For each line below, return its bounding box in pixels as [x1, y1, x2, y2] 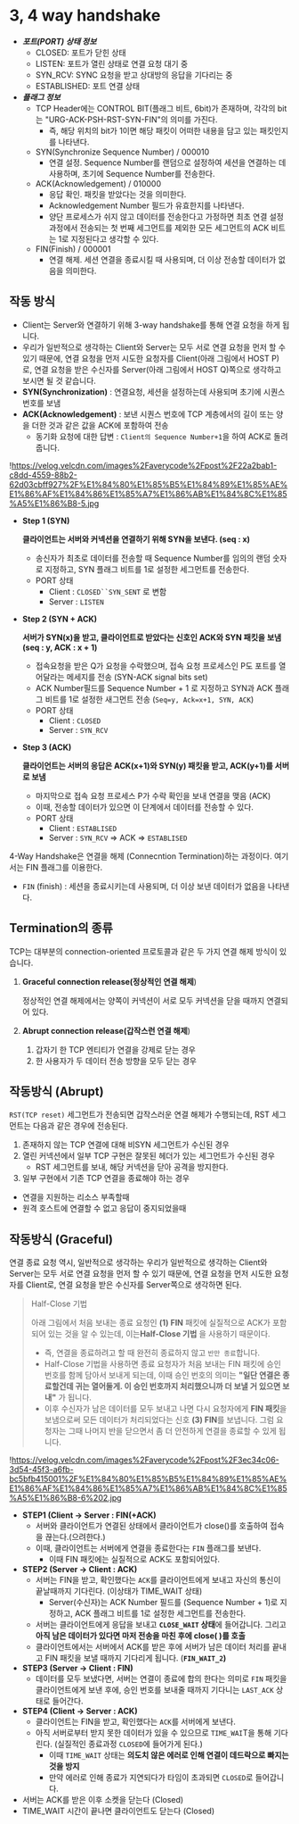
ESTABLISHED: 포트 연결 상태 [35, 80, 141, 91]
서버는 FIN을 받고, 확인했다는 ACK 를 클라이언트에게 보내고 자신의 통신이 [35, 1575, 281, 1586]
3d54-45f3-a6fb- [9, 1464, 74, 1475]
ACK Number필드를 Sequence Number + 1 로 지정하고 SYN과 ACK [35, 682, 273, 693]
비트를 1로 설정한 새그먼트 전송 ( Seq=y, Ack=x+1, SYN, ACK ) [44, 694, 255, 704]
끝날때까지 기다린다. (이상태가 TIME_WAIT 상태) [35, 1586, 203, 1596]
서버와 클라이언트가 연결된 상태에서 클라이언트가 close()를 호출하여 [35, 1520, 269, 1531]
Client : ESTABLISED [48, 822, 117, 833]
